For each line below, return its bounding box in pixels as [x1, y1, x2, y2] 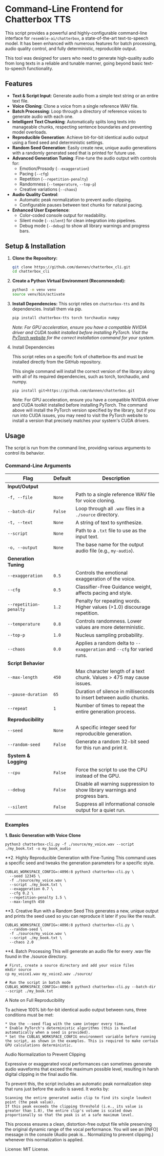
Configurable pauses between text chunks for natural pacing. [19, 202, 143, 208]
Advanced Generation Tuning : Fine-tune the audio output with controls [12, 155, 157, 161]
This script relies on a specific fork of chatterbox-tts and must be [12, 353, 143, 359]
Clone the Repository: [12, 255, 58, 261]
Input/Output [7, 483, 39, 490]
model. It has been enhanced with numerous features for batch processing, [5, 40, 157, 46]
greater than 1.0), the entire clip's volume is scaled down [5, 1109, 132, 1113]
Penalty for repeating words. [75, 598, 141, 604]
